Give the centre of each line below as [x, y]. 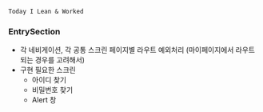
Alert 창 [44, 100]
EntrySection [34, 31]
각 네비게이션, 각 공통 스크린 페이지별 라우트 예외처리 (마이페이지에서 [127, 50]
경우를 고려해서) [60, 60]
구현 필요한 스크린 [48, 70]
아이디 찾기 [49, 80]
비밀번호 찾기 [52, 90]
